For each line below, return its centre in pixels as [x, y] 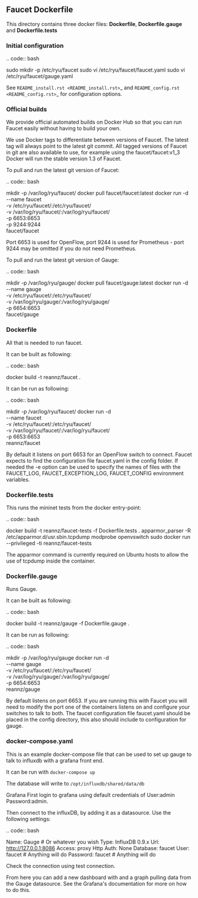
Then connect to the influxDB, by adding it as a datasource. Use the [89, 812]
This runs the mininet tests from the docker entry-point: [74, 508]
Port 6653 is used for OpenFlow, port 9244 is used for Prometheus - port [95, 243]
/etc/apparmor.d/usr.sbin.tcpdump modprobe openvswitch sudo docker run [98, 537]
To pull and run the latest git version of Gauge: [63, 260]
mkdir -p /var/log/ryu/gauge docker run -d [58, 658]
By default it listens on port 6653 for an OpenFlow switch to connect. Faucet [99, 454]
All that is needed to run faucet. [44, 343]
